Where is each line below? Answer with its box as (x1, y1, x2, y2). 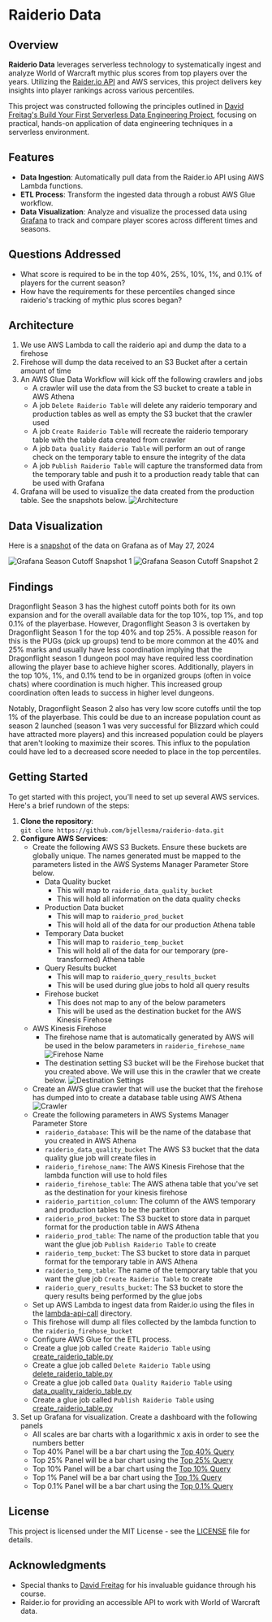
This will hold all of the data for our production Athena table (56, 920, 256, 930)
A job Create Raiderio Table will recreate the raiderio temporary (32, 427, 248, 436)
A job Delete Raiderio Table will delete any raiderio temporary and (32, 401, 257, 410)
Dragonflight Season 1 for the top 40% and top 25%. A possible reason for (8, 627, 257, 637)
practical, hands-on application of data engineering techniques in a (8, 119, 234, 128)
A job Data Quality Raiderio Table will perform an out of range (32, 444, 246, 453)
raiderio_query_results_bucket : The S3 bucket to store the (44, 1282, 244, 1292)
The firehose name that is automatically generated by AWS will (44, 1032, 254, 1042)
